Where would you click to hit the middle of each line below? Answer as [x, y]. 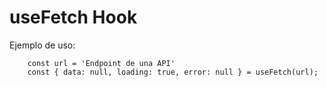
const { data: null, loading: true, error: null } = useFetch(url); [173, 72]
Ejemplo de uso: [42, 45]
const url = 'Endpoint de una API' [101, 63]
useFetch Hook [73, 17]
